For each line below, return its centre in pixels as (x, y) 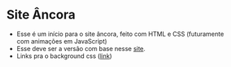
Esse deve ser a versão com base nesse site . (81, 48)
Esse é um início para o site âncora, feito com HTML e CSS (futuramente (120, 34)
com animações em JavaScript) (62, 41)
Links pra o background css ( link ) (64, 56)
